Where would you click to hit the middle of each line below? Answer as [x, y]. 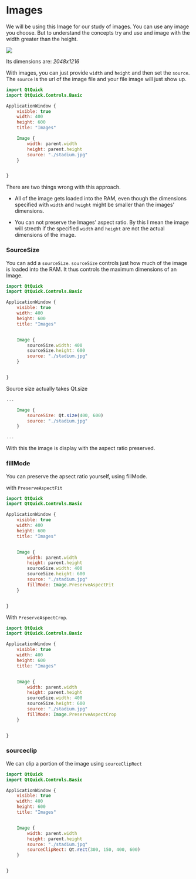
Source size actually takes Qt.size [47, 388]
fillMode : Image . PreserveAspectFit [71, 585]
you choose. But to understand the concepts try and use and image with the [98, 32]
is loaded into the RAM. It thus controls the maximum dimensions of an [92, 269]
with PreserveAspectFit [34, 488]
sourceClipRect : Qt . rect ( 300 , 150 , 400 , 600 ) [84, 850]
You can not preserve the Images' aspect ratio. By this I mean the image [102, 222]
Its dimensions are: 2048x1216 [43, 61]
